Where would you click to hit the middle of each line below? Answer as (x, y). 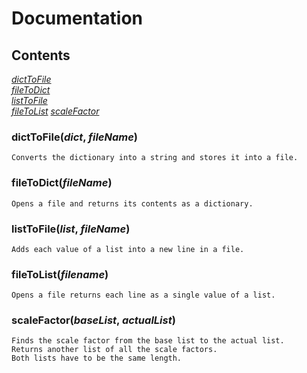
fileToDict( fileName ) (62, 183)
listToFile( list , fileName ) (71, 229)
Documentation (77, 18)
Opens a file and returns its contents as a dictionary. (132, 203)
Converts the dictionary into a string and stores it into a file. (155, 158)
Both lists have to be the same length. (97, 358)
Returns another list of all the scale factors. (114, 350)
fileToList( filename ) (60, 274)
